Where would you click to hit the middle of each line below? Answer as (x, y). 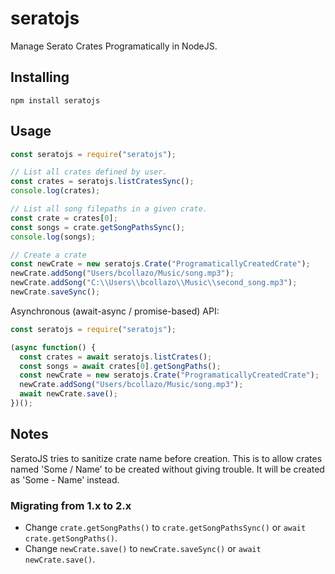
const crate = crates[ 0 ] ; (64, 218)
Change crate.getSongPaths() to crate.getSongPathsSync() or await (165, 528)
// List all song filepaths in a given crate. (109, 209)
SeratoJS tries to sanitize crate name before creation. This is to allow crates (166, 458)
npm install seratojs (55, 100)
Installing (40, 77)
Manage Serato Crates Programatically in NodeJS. (114, 46)
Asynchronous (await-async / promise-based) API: (115, 311)
